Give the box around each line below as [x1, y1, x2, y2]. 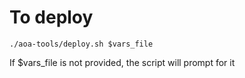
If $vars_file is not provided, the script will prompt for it [9, 56, 236, 68]
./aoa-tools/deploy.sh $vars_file [9, 39, 154, 49]
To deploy [9, 6, 94, 29]
